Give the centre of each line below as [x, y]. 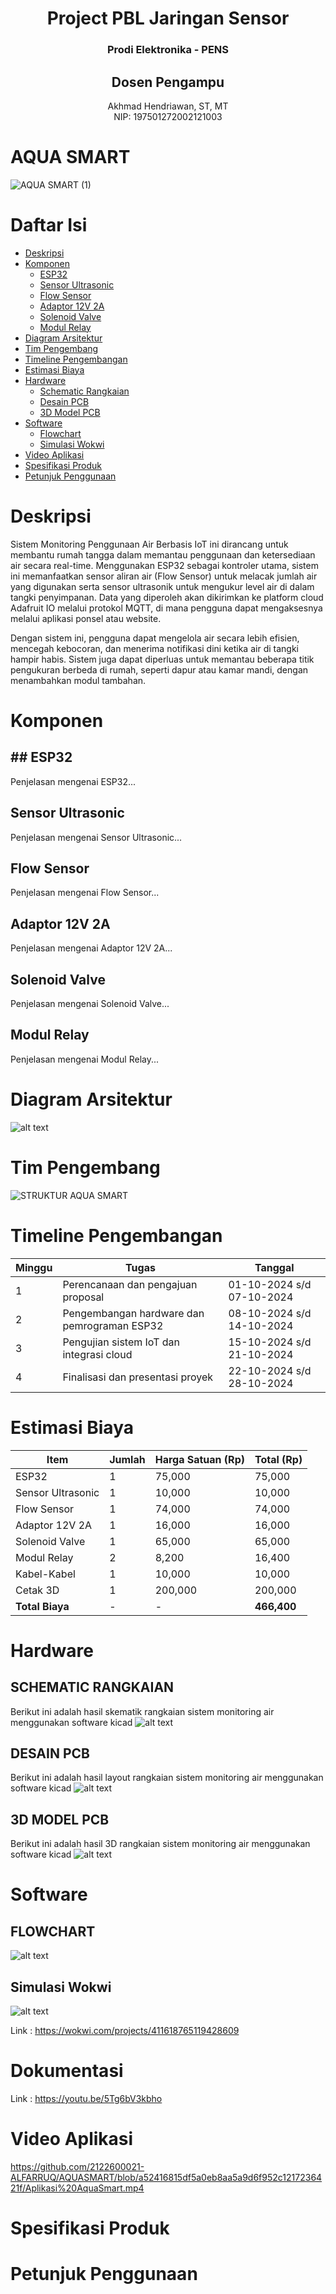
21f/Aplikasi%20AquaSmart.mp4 [77, 2188]
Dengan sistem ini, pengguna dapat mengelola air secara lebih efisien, [155, 638]
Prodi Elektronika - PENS [168, 50]
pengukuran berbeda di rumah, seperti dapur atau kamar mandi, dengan [159, 669]
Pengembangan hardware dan [133, 1313]
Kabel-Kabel [45, 1574]
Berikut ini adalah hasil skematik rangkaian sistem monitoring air [142, 1711]
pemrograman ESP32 [113, 1325]
